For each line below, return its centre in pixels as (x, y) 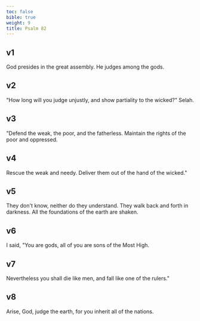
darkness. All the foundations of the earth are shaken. (72, 212)
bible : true (21, 17)
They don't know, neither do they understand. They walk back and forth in (97, 206)
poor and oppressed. (32, 139)
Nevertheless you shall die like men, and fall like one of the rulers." (88, 278)
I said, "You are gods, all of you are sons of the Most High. (78, 245)
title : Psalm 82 (26, 28)
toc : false (20, 12)
